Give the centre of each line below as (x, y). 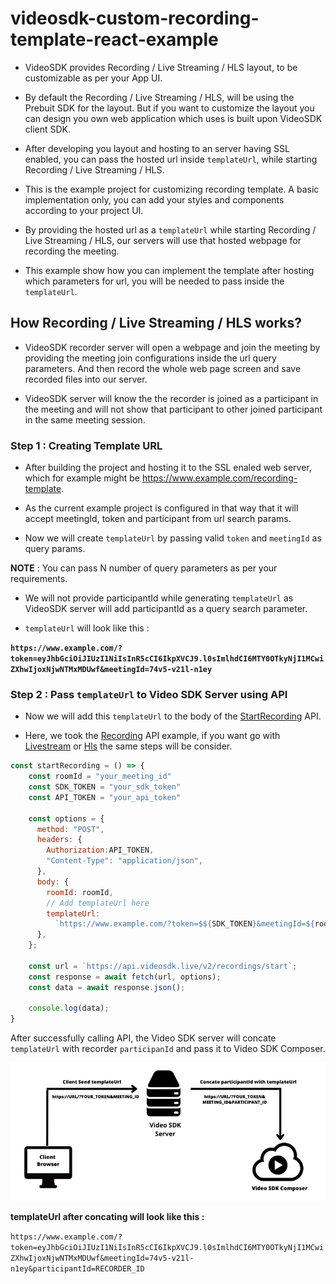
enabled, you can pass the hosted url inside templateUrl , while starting (171, 159)
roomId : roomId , (80, 892)
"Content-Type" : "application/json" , (124, 861)
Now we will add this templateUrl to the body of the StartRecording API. (173, 716)
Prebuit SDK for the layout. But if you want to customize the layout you (169, 108)
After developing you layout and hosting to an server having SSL (157, 148)
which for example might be (82, 478)
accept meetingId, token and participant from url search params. (158, 519)
